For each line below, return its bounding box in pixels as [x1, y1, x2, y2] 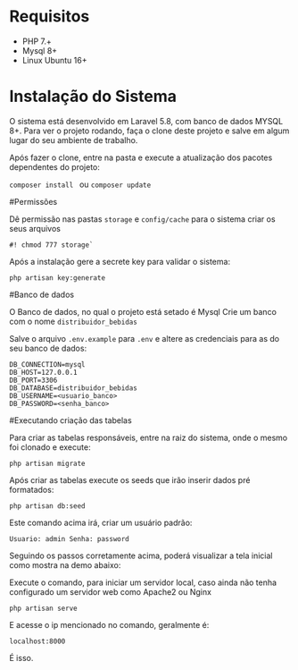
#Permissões [9, 196, 58, 207]
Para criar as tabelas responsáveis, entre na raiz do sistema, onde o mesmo [9, 432, 288, 443]
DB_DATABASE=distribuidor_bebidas [9, 383, 138, 393]
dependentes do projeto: [9, 161, 101, 172]
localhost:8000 [9, 637, 66, 646]
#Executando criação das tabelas [9, 414, 132, 426]
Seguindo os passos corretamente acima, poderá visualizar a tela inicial [9, 550, 273, 561]
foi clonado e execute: [9, 441, 91, 453]
